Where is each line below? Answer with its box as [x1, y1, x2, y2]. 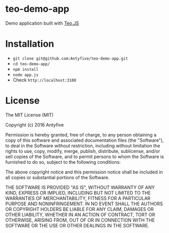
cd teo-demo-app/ [12, 61, 50, 67]
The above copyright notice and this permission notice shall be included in [5, 169, 163, 175]
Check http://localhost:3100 [12, 76, 77, 83]
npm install [12, 67, 39, 72]
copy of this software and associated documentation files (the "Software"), [5, 137, 164, 143]
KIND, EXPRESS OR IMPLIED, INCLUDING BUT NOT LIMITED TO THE [5, 189, 151, 196]
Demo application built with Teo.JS [5, 20, 79, 26]
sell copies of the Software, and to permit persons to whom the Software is [5, 153, 164, 160]
